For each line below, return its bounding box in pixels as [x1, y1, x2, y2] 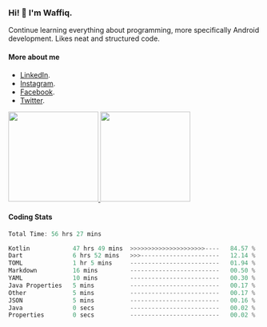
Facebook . [19, 87, 55, 97]
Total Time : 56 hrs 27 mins [8, 229, 102, 238]
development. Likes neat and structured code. [8, 34, 160, 43]
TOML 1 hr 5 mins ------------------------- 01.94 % [8, 259, 256, 267]
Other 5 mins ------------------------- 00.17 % [8, 289, 256, 297]
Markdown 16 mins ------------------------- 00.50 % [8, 267, 256, 275]
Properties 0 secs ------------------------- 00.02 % [8, 311, 256, 319]
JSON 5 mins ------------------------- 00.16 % [8, 296, 256, 305]
